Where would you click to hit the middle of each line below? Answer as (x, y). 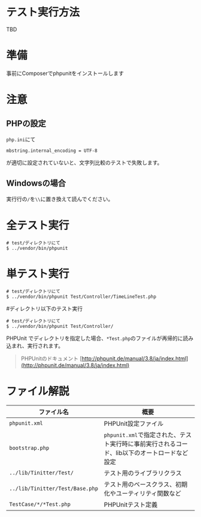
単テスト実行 (38, 274)
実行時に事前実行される (143, 444)
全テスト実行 (38, 225)
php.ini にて (21, 139)
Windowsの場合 (36, 183)
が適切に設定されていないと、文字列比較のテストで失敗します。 (84, 162)
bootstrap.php (29, 448)
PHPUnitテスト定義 (131, 504)
